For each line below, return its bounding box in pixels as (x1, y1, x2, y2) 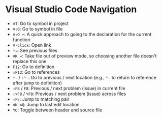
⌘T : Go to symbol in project (12, 20, 69, 26)
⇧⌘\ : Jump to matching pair (12, 96, 70, 102)
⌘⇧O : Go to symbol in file (12, 25, 63, 32)
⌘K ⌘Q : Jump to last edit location (12, 101, 80, 107)
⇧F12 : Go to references (12, 69, 60, 75)
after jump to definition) (12, 80, 62, 86)
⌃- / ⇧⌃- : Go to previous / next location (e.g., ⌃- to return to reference (12, 74, 156, 80)
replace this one (12, 58, 47, 64)
